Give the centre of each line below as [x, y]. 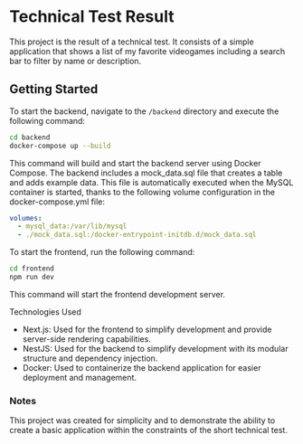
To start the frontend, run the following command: [102, 252]
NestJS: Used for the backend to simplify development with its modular [155, 348]
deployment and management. [80, 377]
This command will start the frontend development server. [118, 294]
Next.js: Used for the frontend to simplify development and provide [147, 329]
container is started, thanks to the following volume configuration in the [142, 192]
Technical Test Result [92, 17]
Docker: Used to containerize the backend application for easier [142, 367]
